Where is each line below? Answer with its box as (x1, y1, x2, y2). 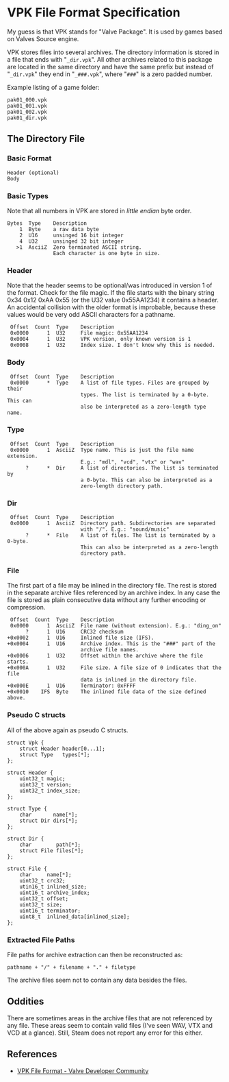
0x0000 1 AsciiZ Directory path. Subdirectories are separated (10, 520, 215, 527)
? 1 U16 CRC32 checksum (25, 629, 124, 636)
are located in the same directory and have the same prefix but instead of (7, 62, 214, 71)
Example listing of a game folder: (7, 83, 100, 91)
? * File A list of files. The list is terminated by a (25, 532, 215, 539)
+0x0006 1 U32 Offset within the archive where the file (7, 653, 204, 660)
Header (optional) (7, 169, 59, 176)
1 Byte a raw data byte (19, 226, 99, 232)
